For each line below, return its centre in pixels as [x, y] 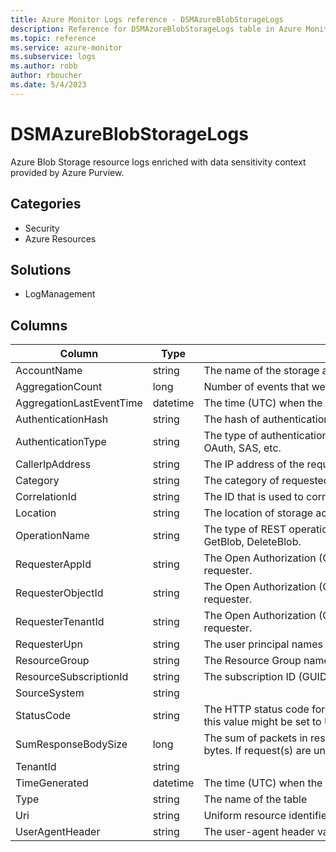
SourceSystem [50, 693]
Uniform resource [245, 816]
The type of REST [245, 529]
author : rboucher [46, 76]
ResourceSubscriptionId [72, 677]
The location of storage [258, 513]
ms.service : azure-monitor [66, 47]
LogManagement [60, 294]
